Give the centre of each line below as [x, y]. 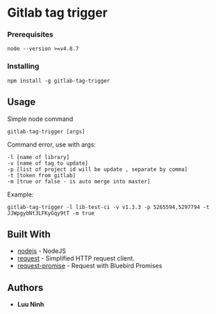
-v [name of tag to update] [48, 163]
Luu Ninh [31, 304]
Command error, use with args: [51, 144]
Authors [25, 287]
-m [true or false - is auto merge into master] [79, 181]
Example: [20, 194]
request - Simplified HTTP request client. [76, 258]
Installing [23, 66]
